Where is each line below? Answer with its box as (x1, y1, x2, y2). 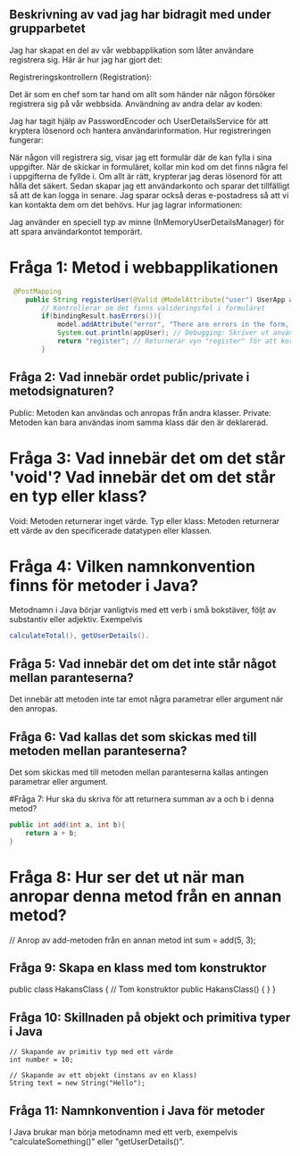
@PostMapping (12, 287, 62, 295)
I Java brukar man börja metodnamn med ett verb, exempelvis (9, 1127, 238, 1137)
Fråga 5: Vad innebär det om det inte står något (9, 656, 277, 671)
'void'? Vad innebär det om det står (9, 467, 276, 487)
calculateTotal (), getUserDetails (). (9, 631, 150, 641)
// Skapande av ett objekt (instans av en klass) (9, 1071, 198, 1080)
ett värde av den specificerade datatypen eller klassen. (9, 525, 212, 536)
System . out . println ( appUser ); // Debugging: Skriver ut (56, 329, 270, 337)
